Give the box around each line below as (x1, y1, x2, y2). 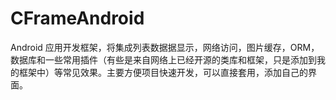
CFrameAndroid (10, 7, 145, 30)
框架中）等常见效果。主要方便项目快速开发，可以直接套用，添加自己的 (18, 66, 308, 78)
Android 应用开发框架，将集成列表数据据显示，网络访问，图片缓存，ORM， (10, 41, 320, 53)
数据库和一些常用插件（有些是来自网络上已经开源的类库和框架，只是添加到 (10, 53, 317, 66)
